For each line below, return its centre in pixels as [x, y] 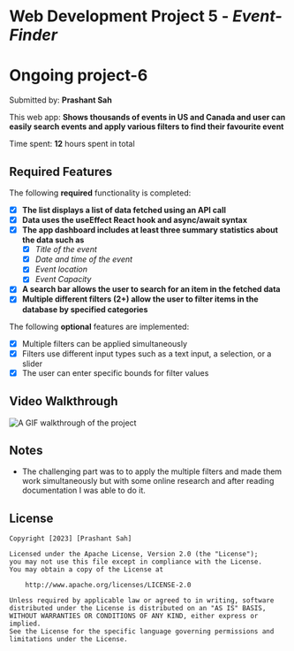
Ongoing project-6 [79, 76]
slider [32, 364]
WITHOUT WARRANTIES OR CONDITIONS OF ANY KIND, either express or [134, 617]
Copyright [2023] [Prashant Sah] [71, 539]
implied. [25, 624]
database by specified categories [85, 309]
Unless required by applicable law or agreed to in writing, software [142, 601]
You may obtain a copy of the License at [87, 570]
